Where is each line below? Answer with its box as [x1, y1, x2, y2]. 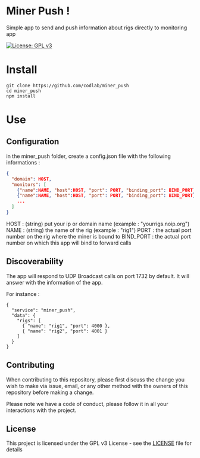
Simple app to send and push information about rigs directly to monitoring [6, 24, 187, 31]
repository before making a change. [6, 389, 94, 396]
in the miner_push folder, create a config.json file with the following [6, 152, 171, 160]
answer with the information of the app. [6, 279, 103, 286]
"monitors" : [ [11, 181, 46, 188]
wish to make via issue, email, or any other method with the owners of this [6, 382, 189, 389]
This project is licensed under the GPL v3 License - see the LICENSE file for [6, 439, 192, 447]
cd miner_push [6, 88, 42, 94]
